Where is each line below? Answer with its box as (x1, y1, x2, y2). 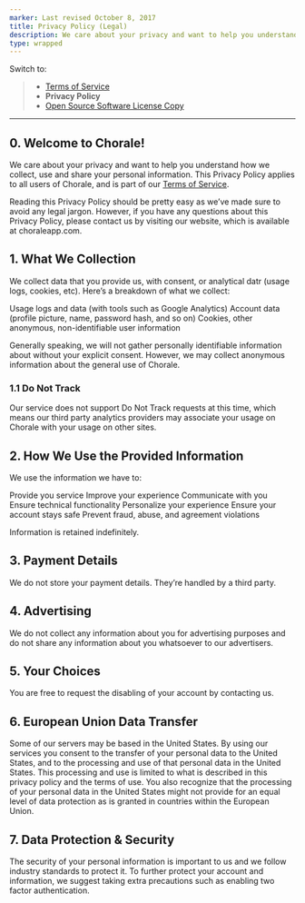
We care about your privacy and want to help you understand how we (9, 160, 271, 171)
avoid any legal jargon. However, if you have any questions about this (9, 206, 269, 217)
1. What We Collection (9, 252, 136, 267)
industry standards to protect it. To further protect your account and (9, 866, 264, 877)
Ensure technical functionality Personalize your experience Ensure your (9, 499, 277, 510)
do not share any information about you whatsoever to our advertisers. (9, 637, 274, 648)
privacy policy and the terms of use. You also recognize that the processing (9, 777, 292, 788)
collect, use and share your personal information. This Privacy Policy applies (9, 169, 295, 180)
